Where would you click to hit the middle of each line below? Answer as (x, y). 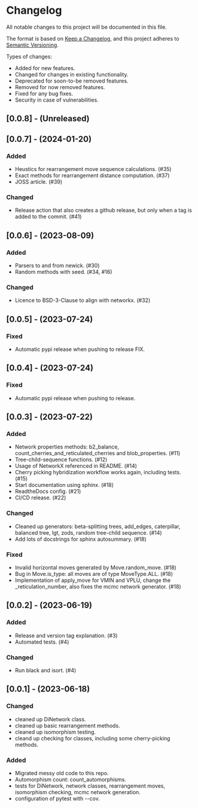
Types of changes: (29, 56)
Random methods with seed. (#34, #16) (63, 272)
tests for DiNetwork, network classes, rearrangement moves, (90, 786)
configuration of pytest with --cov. (57, 798)
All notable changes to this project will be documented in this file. (87, 27)
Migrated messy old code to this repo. (62, 773)
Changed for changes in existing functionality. (71, 74)
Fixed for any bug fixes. (44, 93)
